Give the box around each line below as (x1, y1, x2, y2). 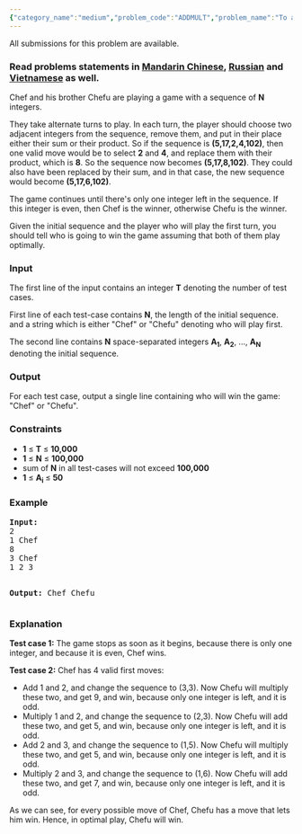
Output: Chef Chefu (9, 588, 95, 598)
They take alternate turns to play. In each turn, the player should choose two (9, 119, 292, 129)
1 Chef (9, 535, 39, 545)
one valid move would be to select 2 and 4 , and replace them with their (9, 147, 272, 158)
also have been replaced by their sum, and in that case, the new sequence (9, 166, 285, 177)
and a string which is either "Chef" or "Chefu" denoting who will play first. (9, 319, 283, 330)
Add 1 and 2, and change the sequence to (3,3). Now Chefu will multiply (22, 682, 289, 693)
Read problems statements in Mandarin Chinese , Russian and (9, 60, 284, 73)
